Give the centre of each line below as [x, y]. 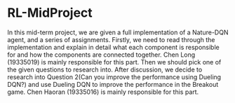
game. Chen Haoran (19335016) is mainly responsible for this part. [103, 92]
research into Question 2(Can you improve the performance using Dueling [114, 77]
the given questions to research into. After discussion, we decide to [105, 69]
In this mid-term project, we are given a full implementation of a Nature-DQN [118, 32]
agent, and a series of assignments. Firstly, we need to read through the [111, 39]
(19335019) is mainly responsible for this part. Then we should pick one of [114, 62]
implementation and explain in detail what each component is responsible [113, 47]
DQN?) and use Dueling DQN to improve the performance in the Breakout [113, 84]
